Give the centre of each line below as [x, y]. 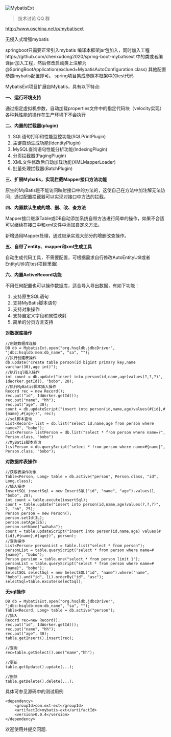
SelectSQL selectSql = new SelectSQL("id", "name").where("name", [77, 573]
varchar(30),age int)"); [32, 367]
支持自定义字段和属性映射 [40, 316]
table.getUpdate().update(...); [40, 667]
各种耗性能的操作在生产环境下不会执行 [45, 115]
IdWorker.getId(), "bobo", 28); [40, 381]
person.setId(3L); [25, 518]
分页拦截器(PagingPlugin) [39, 156]
